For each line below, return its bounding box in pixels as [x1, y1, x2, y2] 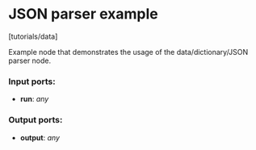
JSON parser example [8, 5, 159, 23]
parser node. [8, 56, 52, 65]
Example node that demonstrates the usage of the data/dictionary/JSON [8, 47, 249, 56]
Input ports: [8, 76, 56, 87]
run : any [19, 94, 49, 104]
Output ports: [8, 115, 63, 126]
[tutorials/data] [8, 31, 58, 41]
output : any [19, 132, 61, 142]
